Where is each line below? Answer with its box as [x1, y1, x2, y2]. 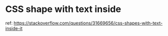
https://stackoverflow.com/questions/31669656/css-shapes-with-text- [13, 20, 163, 26]
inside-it [5, 25, 23, 31]
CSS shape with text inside [5, 3, 122, 15]
